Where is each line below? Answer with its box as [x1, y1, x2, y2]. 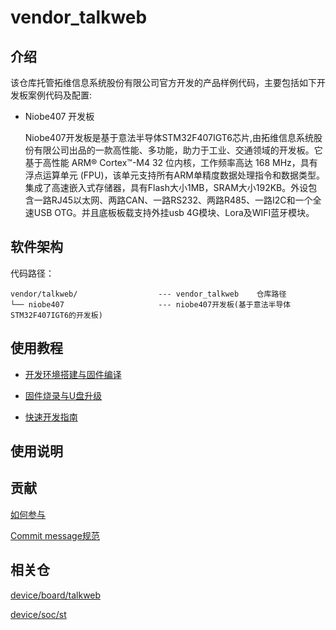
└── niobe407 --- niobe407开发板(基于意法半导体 [10, 299, 292, 310]
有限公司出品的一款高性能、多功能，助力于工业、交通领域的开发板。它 [33, 144, 323, 156]
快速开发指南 [24, 411, 78, 423]
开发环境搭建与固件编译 [24, 368, 122, 380]
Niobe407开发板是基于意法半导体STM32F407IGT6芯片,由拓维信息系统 [24, 132, 315, 143]
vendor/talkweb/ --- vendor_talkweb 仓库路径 [10, 289, 287, 299]
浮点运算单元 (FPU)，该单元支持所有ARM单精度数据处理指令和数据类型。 [24, 169, 325, 181]
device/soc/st [10, 608, 67, 620]
